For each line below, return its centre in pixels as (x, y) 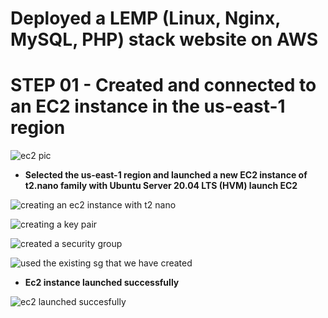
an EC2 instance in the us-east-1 (148, 106)
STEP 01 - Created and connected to (163, 85)
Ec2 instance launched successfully (102, 283)
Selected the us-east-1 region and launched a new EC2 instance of (166, 175)
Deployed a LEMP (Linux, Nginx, (145, 18)
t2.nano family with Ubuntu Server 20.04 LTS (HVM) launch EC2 (161, 186)
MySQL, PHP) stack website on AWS (164, 39)
